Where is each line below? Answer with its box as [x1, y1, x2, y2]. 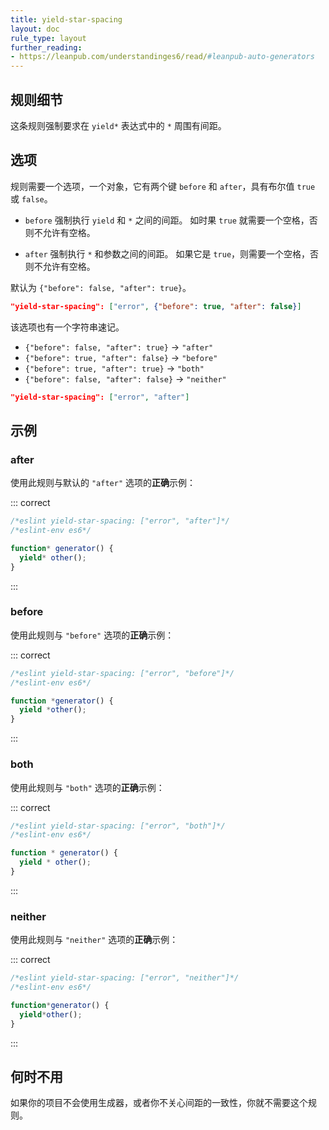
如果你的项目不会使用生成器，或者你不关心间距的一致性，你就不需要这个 [10, 1097, 308, 1109]
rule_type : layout [10, 33, 87, 43]
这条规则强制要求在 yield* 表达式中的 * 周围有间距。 [10, 119, 227, 131]
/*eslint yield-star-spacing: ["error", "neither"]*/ [10, 973, 240, 983]
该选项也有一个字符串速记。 [10, 321, 125, 333]
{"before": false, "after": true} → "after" [24, 341, 214, 353]
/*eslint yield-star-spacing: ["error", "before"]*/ [10, 668, 235, 678]
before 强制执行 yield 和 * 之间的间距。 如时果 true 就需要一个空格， [24, 214, 310, 226]
